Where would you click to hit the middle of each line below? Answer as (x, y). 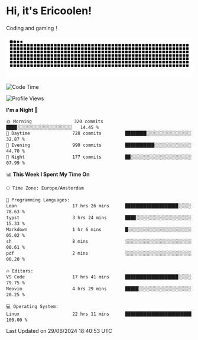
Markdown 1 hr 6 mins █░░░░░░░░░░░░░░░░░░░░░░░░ (99, 229)
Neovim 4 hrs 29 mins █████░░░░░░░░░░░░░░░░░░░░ (99, 288)
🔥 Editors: (20, 271)
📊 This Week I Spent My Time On (48, 174)
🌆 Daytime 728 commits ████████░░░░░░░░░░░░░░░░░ (99, 133)
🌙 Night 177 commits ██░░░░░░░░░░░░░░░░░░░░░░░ (99, 157)
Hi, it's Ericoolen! (49, 11)
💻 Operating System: (33, 306)
